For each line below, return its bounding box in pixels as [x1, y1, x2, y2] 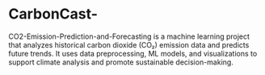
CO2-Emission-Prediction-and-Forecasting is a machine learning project [8, 31, 250, 41]
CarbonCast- [8, 5, 99, 23]
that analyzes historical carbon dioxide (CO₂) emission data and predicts [8, 40, 250, 49]
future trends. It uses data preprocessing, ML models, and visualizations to [8, 48, 258, 58]
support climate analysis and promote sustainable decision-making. [8, 57, 234, 67]
